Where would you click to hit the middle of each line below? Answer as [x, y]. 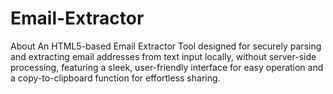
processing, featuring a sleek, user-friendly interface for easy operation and [167, 67]
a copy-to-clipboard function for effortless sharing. [115, 78]
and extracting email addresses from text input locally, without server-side [163, 56]
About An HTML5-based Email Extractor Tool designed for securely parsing [166, 46]
